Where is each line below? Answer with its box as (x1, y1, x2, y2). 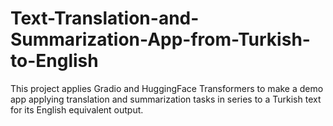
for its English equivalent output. (10, 103, 144, 116)
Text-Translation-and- (10, 7, 200, 30)
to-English (10, 50, 99, 72)
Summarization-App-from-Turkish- (10, 28, 311, 51)
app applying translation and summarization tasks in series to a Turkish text (10, 93, 322, 105)
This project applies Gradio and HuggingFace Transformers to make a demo (10, 82, 324, 94)
